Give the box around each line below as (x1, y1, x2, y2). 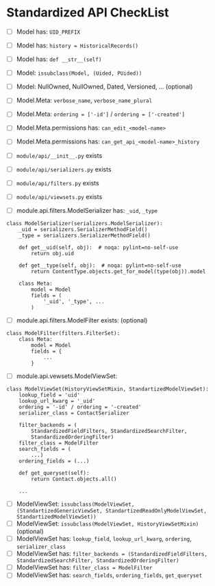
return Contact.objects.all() (31, 476, 117, 482)
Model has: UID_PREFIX (16, 27, 80, 36)
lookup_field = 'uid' (18, 391, 80, 399)
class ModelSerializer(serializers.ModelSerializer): (6, 220, 164, 227)
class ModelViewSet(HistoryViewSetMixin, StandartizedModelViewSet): (6, 386, 210, 392)
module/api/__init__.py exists (16, 151, 103, 159)
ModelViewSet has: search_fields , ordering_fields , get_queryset (16, 571, 203, 579)
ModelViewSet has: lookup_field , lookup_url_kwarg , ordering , (16, 535, 192, 543)
